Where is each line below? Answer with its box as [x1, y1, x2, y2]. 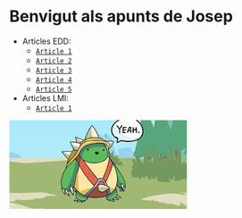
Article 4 [35, 75, 73, 84]
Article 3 [35, 65, 73, 75]
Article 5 [35, 85, 73, 94]
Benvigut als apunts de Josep [9, 6, 234, 27]
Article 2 [35, 56, 73, 65]
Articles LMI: [21, 92, 70, 104]
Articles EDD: [21, 36, 71, 46]
